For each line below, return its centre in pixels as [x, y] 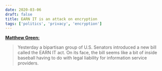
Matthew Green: [23, 38]
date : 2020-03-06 [23, 10]
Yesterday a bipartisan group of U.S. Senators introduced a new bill [87, 47]
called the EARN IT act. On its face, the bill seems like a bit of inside [87, 53]
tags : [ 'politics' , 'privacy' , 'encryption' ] [53, 24]
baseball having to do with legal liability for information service [82, 58]
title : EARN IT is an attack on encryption [51, 19]
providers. [28, 63]
